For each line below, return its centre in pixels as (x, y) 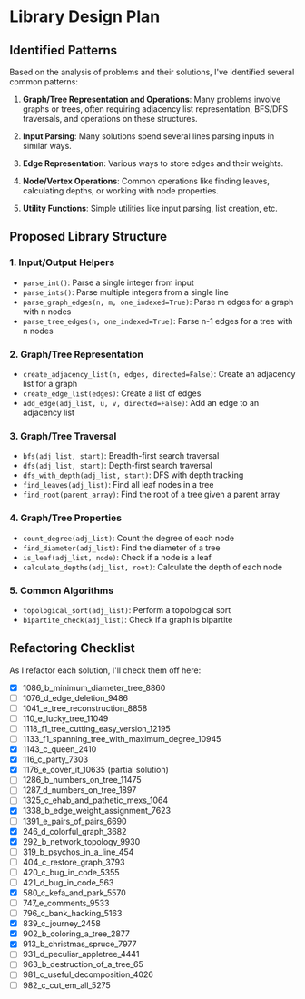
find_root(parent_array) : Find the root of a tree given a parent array (151, 495)
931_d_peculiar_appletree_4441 (81, 954)
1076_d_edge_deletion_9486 (75, 697)
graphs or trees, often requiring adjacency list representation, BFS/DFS (155, 109)
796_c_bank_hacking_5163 (72, 914)
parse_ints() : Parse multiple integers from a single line (125, 292)
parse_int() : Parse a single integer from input (108, 282)
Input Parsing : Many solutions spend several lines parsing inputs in (148, 136)
